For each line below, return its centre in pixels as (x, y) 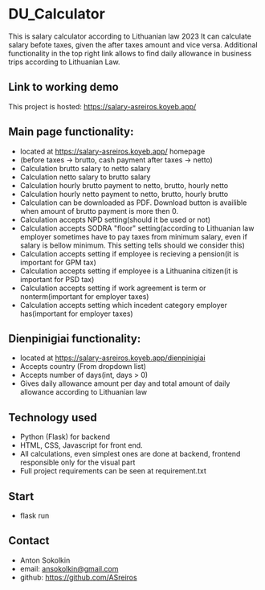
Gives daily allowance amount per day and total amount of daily (125, 383)
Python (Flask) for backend (65, 437)
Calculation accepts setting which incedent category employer (123, 305)
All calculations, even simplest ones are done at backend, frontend (130, 454)
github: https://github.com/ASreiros (79, 577)
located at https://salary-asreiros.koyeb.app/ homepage (112, 151)
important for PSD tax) (57, 279)
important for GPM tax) (58, 262)
